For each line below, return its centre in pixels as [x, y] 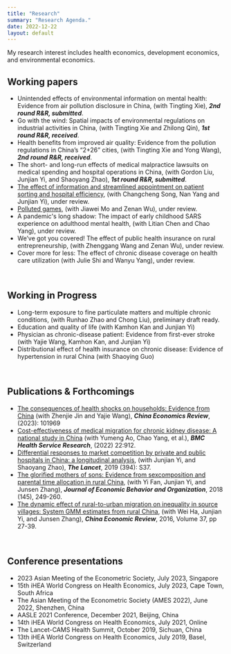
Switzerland [34, 644]
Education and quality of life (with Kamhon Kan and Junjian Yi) [106, 327]
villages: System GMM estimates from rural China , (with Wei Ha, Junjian [119, 511]
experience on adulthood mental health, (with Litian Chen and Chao [113, 224]
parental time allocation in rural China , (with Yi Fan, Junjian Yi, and [111, 481]
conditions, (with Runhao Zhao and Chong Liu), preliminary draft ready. [118, 319]
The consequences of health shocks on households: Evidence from [113, 408]
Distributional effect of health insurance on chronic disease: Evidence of [120, 349]
